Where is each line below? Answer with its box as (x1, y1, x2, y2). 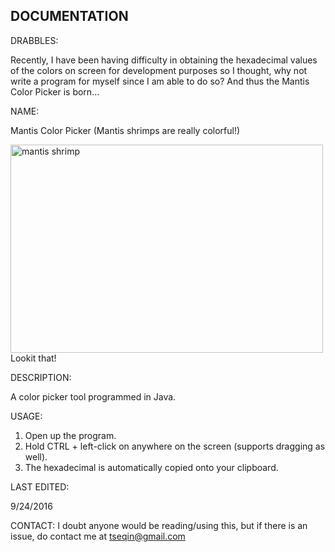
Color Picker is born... (10, 85, 100, 98)
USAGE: (10, 410, 43, 422)
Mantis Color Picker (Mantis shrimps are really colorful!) (10, 124, 241, 136)
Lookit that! (10, 352, 57, 364)
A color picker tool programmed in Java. (10, 390, 177, 403)
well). (24, 450, 48, 463)
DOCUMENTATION (10, 8, 129, 25)
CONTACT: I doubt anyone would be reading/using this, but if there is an (10, 519, 308, 531)
